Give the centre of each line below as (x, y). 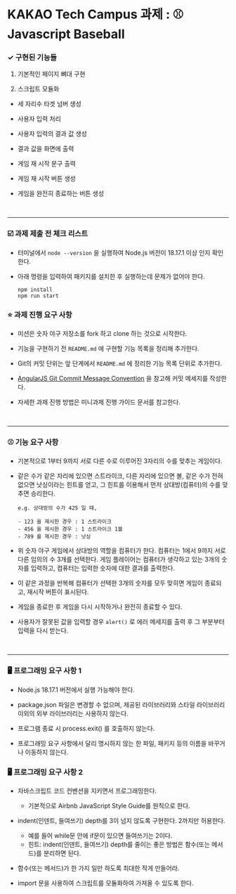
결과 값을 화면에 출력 (46, 149)
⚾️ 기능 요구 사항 (33, 442)
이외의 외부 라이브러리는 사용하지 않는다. (73, 713)
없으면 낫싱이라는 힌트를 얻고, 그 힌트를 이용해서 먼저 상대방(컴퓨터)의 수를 (119, 485)
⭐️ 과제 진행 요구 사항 (40, 315)
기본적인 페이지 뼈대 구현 (51, 74)
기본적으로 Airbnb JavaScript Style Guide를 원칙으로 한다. (109, 805)
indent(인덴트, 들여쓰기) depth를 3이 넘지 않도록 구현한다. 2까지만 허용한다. (122, 820)
